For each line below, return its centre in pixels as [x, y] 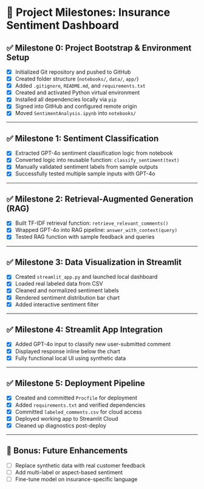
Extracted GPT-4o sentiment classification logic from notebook [94, 153]
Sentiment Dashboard [63, 25]
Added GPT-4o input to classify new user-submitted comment [93, 344]
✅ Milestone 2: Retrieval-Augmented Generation [100, 199]
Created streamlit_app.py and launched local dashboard [86, 277]
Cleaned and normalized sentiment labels [67, 290]
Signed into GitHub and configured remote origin [76, 107]
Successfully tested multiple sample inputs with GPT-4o [85, 174]
